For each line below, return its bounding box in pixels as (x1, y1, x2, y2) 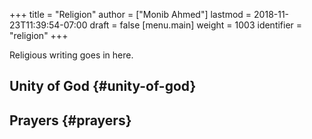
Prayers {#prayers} (9, 112, 132, 129)
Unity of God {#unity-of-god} (9, 78, 197, 95)
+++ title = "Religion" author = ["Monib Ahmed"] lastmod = (9, 9, 252, 20)
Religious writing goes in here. (9, 49, 134, 61)
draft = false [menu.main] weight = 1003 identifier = (89, 19, 303, 31)
